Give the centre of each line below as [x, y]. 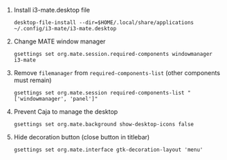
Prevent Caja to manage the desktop [66, 112]
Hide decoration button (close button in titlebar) [82, 137]
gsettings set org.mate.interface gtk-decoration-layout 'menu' [108, 150]
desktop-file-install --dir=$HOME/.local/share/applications [104, 23]
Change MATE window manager [60, 41]
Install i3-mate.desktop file [52, 10]
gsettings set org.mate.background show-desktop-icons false [104, 124]
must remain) [33, 80]
